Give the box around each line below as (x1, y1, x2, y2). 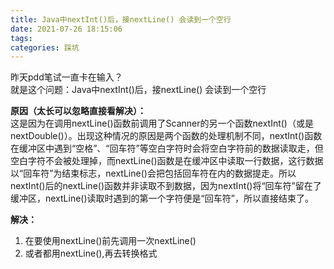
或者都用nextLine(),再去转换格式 (24, 247, 158, 260)
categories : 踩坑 (10, 42, 80, 53)
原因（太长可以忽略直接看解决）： (10, 105, 147, 117)
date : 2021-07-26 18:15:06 (10, 24, 123, 34)
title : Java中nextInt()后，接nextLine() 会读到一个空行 (10, 14, 232, 25)
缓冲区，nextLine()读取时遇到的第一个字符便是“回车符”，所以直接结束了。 (10, 192, 314, 205)
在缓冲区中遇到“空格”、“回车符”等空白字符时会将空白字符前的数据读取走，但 (10, 142, 324, 155)
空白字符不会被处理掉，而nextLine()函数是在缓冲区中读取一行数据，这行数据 (10, 155, 324, 167)
